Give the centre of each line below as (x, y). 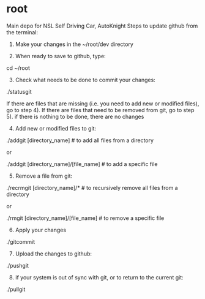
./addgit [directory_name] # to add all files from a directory (80, 140)
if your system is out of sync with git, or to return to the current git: (99, 277)
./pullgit (16, 289)
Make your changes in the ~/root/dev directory (74, 44)
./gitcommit (21, 241)
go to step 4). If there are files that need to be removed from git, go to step (100, 110)
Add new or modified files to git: (56, 128)
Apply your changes (40, 230)
